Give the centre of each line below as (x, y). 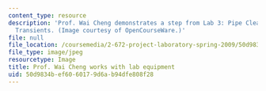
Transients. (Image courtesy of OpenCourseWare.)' (101, 30)
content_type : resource (47, 15)
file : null (26, 38)
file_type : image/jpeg (46, 52)
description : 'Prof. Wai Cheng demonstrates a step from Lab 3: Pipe (125, 23)
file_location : (33, 45)
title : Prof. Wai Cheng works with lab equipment (92, 67)
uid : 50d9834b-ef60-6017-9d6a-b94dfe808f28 (81, 74)
